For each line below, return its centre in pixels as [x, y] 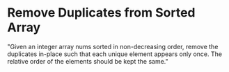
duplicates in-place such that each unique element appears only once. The [115, 54]
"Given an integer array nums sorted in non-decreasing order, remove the [113, 46]
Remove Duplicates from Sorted [101, 13]
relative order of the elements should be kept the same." [88, 61]
